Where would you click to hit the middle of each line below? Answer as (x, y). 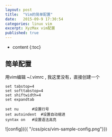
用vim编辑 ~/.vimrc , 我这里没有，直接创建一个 (53, 77)
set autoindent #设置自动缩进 (35, 114)
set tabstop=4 (20, 86)
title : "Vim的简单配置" (29, 14)
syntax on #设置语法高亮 (31, 120)
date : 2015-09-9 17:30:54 (34, 19)
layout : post (19, 10)
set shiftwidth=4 (23, 95)
